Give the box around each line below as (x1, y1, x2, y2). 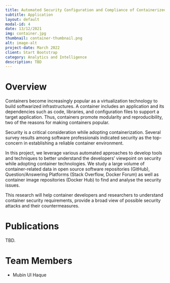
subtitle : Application (5, 12, 53, 17)
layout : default (5, 17, 39, 22)
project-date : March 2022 (5, 45, 60, 50)
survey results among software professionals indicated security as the (5, 135, 152, 141)
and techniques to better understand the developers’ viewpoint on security (5, 155, 161, 161)
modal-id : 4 (5, 21, 30, 27)
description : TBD (5, 59, 42, 64)
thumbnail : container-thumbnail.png (5, 36, 82, 41)
